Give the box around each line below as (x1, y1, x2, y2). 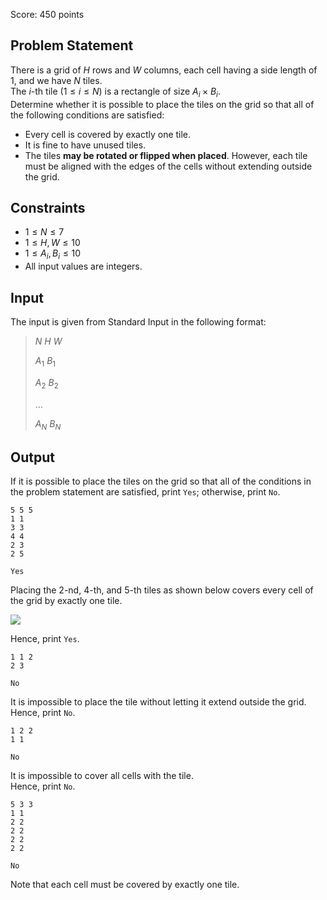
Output (10, 449, 55, 466)
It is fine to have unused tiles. (24, 139, 147, 151)
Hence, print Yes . (10, 633, 80, 645)
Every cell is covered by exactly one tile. (24, 128, 192, 140)
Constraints (10, 200, 86, 216)
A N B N (34, 417, 62, 432)
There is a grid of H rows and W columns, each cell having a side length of (10, 64, 318, 76)
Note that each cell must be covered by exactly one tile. (10, 879, 240, 891)
